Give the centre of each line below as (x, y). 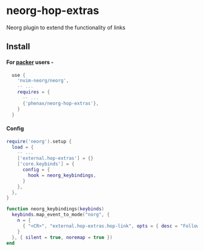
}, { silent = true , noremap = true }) (62, 237)
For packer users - (30, 62)
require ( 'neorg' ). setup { (39, 141)
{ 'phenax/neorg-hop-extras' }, (60, 103)
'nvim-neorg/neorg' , (43, 81)
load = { (23, 147)
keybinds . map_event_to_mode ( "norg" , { (61, 215)
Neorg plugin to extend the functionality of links (66, 27)
